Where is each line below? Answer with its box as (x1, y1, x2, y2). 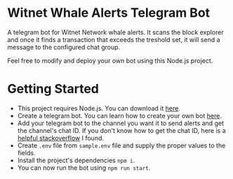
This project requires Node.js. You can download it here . (17, 103, 180, 113)
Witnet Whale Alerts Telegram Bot (7, 5, 211, 21)
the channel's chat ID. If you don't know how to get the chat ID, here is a (17, 126, 226, 134)
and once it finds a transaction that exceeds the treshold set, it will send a (7, 35, 220, 43)
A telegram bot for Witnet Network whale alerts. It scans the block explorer (7, 28, 224, 36)
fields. (17, 148, 36, 157)
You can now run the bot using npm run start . (17, 163, 151, 172)
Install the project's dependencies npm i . (17, 156, 135, 164)
